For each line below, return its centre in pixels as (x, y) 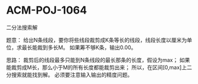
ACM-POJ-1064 (47, 10)
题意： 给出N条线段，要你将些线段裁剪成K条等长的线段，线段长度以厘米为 (97, 40)
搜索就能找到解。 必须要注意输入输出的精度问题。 (72, 75)
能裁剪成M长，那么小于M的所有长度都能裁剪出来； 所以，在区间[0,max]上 (97, 67)
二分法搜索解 (22, 27)
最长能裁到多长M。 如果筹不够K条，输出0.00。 (79, 47)
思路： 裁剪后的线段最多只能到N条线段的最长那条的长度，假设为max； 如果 (98, 60)
